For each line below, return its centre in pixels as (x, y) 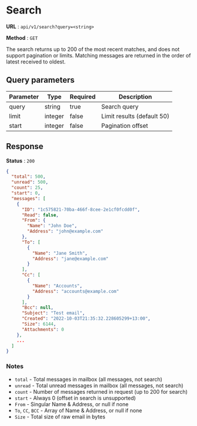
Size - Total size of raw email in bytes (60, 417)
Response (25, 146)
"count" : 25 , (27, 188)
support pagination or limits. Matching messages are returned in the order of (98, 55)
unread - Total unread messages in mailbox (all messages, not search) (99, 386)
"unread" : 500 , (30, 182)
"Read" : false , (40, 215)
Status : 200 (21, 160)
